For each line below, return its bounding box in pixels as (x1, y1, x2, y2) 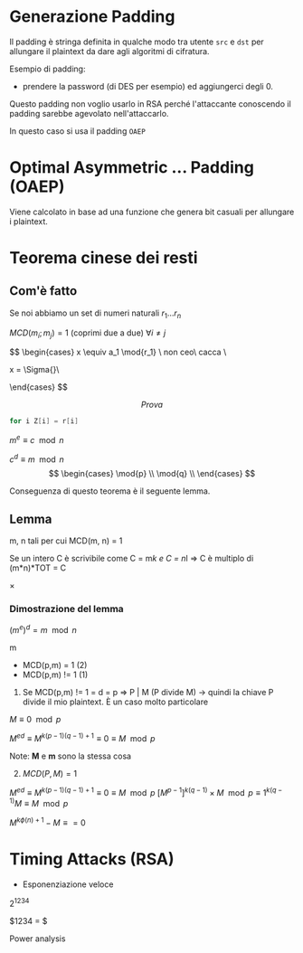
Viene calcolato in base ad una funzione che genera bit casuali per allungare (9, 206, 295, 217)
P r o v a (140, 400, 164, 410)
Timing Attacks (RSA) (9, 849, 175, 870)
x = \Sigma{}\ (9, 364, 60, 375)
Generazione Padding (9, 6, 175, 27)
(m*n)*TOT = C (9, 562, 67, 573)
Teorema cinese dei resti (9, 248, 198, 269)
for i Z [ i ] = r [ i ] (9, 417, 79, 426)
